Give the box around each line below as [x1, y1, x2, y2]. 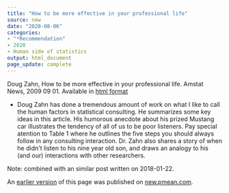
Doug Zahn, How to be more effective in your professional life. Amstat [7, 79, 204, 88]
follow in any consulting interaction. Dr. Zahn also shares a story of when [16, 136, 222, 144]
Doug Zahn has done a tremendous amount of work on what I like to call [16, 100, 220, 108]
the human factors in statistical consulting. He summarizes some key [16, 107, 211, 116]
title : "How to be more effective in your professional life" [7, 10, 188, 17]
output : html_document [7, 55, 72, 62]
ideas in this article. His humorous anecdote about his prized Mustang [16, 114, 215, 123]
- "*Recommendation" [7, 36, 66, 42]
